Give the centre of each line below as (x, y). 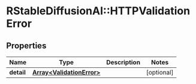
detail (17, 72)
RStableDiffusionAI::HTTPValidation (98, 11)
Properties (26, 46)
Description (123, 62)
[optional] (160, 72)
